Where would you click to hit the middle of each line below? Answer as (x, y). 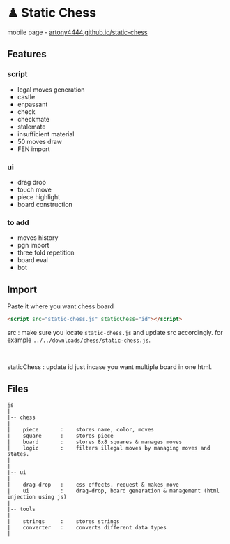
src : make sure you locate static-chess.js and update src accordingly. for (115, 332)
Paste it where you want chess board (60, 306)
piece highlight (39, 196)
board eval (33, 260)
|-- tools (22, 509)
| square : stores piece (60, 436)
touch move (34, 189)
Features (27, 54)
